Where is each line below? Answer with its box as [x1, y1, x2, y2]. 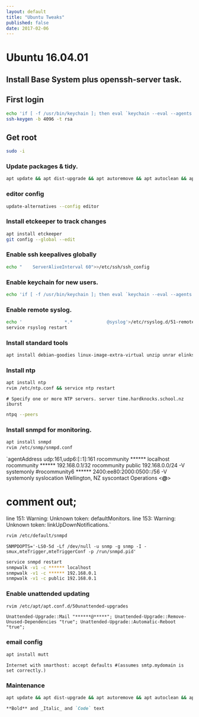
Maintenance [6, 681, 46, 690]
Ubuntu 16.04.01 [6, 51, 89, 64]
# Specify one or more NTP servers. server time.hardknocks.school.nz [6, 396, 184, 402]
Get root [6, 132, 37, 143]
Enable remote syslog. [6, 306, 72, 314]
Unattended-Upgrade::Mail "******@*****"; [6, 614, 113, 620]
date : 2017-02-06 [6, 25, 49, 32]
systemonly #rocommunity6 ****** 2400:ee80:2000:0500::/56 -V [6, 468, 168, 475]
